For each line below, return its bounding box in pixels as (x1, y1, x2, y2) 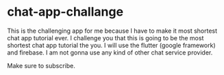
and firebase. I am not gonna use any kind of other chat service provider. (7, 48, 213, 57)
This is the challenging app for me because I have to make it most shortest (7, 27, 218, 35)
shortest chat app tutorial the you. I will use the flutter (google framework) (7, 41, 216, 49)
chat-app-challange (7, 4, 124, 20)
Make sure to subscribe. (7, 61, 75, 70)
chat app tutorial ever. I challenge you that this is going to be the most (7, 33, 204, 42)
